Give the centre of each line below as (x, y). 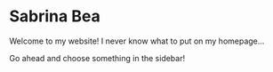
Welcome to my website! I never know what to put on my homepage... (137, 41)
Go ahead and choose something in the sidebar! (97, 58)
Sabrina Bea (55, 16)
